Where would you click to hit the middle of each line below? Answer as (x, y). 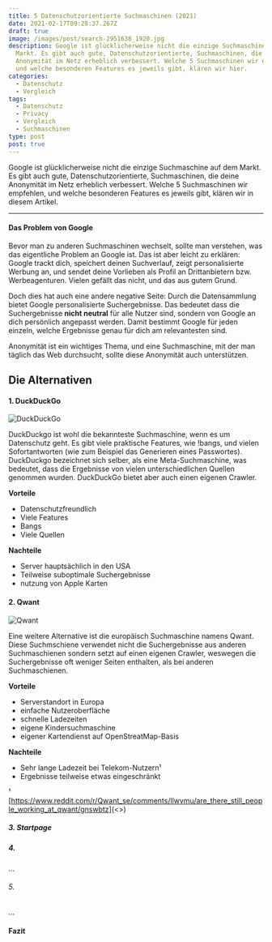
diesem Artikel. (33, 201)
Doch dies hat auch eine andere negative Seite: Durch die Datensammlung (132, 296)
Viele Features (44, 518)
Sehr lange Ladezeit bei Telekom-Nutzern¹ (91, 768)
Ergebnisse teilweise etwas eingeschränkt (90, 776)
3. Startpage (30, 828)
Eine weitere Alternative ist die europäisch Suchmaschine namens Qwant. (131, 636)
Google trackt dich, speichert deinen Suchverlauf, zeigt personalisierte (126, 263)
